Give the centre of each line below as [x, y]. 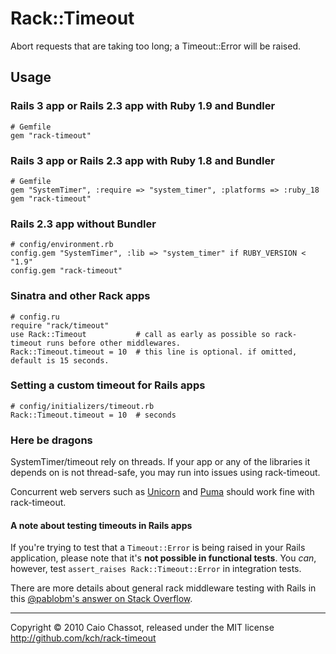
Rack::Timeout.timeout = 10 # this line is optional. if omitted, [154, 352]
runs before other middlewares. [114, 343]
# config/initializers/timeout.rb [82, 406]
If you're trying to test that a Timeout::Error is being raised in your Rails [158, 548]
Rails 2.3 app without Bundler [83, 224]
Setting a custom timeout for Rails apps [108, 385]
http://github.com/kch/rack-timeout [83, 638]
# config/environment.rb [62, 245]
